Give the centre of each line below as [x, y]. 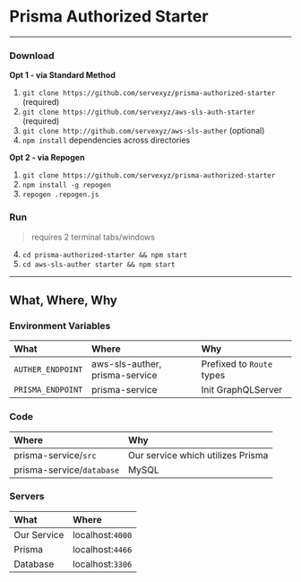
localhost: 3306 [103, 564]
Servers [27, 497]
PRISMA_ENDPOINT [48, 390]
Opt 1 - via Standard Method [63, 75]
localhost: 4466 [103, 549]
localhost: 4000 [103, 534]
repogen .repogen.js [60, 195]
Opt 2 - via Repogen [47, 158]
